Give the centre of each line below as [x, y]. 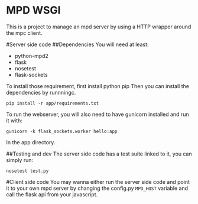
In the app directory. [31, 142]
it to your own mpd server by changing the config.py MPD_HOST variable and [97, 188]
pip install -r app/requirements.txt [53, 103]
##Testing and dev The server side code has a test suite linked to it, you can [99, 154]
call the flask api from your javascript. [52, 194]
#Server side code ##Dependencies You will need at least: [77, 44]
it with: [14, 120]
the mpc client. [24, 33]
